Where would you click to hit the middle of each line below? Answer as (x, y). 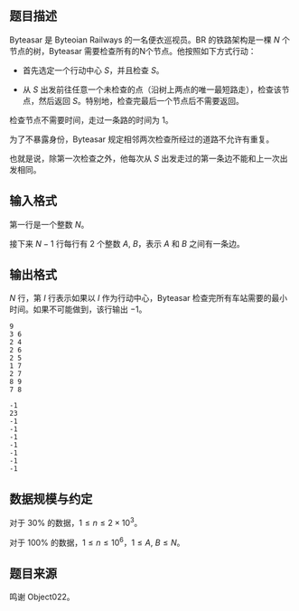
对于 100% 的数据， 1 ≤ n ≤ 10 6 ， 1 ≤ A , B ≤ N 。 (97, 541)
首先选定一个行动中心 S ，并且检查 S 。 (93, 70)
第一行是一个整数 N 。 (49, 224)
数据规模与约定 (51, 498)
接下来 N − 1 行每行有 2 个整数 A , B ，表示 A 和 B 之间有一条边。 (127, 243)
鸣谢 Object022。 (42, 597)
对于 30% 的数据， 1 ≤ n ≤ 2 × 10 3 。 (76, 522)
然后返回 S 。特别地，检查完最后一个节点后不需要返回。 (141, 100)
